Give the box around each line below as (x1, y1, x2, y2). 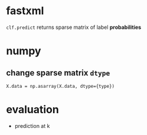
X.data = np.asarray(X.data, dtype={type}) (6, 83, 115, 89)
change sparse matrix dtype (6, 68, 110, 78)
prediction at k (14, 122, 50, 129)
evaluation (6, 103, 59, 116)
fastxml (6, 4, 44, 18)
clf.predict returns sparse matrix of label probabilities (6, 24, 142, 31)
